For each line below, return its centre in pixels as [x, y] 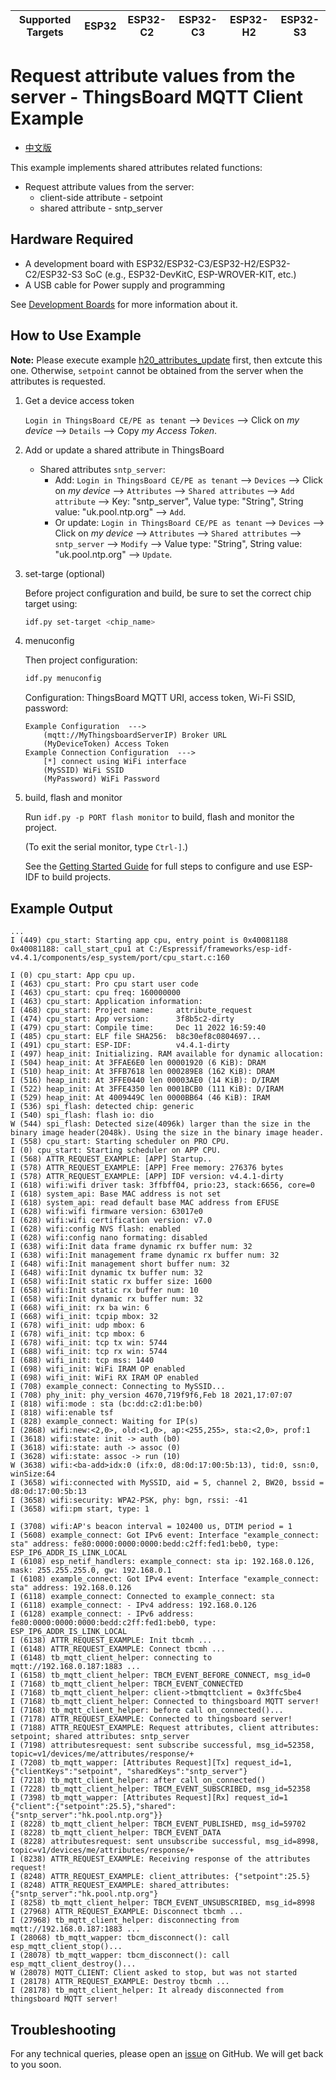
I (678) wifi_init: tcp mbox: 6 [77, 1334]
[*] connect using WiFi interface [115, 762]
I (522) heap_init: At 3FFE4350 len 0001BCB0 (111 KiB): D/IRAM [147, 1089]
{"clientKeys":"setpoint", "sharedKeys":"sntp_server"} [129, 1772]
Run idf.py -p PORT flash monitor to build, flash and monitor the [159, 817]
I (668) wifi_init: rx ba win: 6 [80, 1308]
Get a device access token [79, 400]
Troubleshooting [63, 2029]
